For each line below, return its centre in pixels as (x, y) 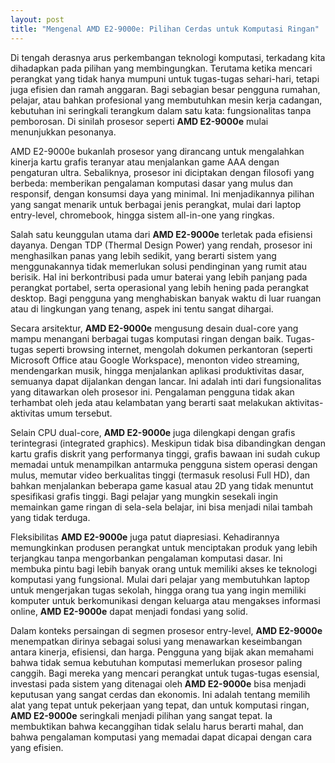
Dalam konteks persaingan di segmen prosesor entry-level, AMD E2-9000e (166, 630)
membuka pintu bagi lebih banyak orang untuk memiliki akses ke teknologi (164, 568)
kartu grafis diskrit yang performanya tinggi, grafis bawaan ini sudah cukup (165, 453)
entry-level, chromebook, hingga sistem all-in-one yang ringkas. (142, 215)
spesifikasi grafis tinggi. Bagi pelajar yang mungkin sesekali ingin (144, 496)
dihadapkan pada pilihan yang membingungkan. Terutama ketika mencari (161, 68)
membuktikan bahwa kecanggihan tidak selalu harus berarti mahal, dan (157, 726)
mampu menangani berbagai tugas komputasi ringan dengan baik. (147, 338)
